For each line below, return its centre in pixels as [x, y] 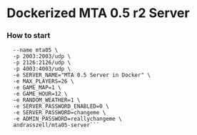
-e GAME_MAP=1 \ [37, 88]
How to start [29, 36]
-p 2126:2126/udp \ [42, 63]
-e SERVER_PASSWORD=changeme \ [60, 113]
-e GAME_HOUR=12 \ [41, 94]
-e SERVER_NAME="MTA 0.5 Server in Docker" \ [82, 75]
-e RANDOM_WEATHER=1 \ [47, 100]
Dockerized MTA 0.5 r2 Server [98, 13]
